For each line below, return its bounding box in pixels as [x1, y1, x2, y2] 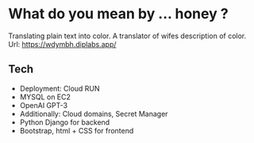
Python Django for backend [19, 117, 110, 127]
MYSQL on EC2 [19, 92, 71, 102]
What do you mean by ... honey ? [8, 5, 229, 23]
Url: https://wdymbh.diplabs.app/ [8, 39, 117, 48]
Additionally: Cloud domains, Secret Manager [19, 109, 168, 118]
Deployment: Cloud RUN [19, 83, 101, 93]
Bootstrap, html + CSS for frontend [19, 126, 134, 135]
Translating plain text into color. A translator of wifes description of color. [8, 31, 247, 41]
